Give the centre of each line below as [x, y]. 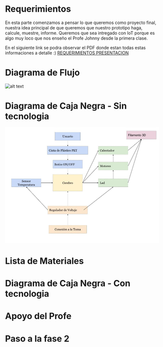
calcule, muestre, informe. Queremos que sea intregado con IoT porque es [80, 33]
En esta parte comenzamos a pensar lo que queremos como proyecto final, [81, 23]
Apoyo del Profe [38, 316]
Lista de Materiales [44, 261]
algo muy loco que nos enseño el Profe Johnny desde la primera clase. [76, 38]
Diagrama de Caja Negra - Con [68, 284]
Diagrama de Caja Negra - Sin [66, 106]
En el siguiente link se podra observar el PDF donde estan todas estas [75, 47]
